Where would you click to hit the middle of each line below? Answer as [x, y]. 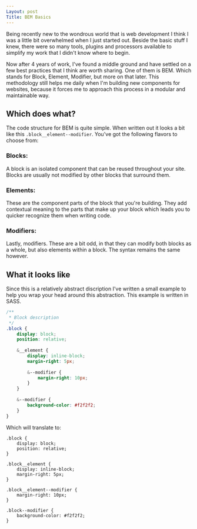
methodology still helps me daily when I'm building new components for [93, 82]
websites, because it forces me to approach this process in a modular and [96, 89]
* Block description [34, 318]
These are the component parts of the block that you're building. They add [96, 203]
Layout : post [22, 11]
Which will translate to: [34, 427]
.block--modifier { [30, 510]
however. [17, 256]
